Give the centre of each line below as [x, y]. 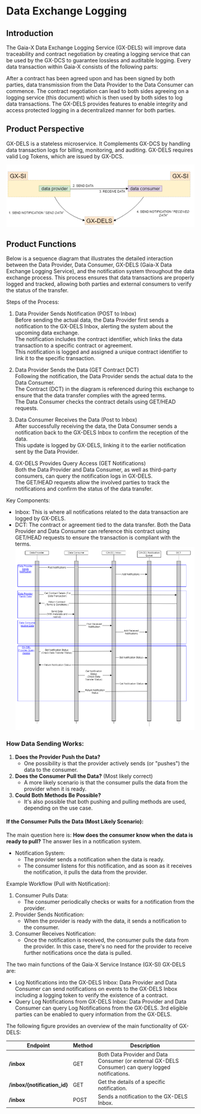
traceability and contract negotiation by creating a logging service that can [98, 54]
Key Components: [28, 501]
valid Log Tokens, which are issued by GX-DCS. [65, 156]
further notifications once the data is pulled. [78, 953]
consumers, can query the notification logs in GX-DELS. [84, 476]
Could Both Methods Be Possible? [58, 795]
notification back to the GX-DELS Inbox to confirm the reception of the [101, 433]
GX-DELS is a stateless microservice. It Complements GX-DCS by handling [98, 143]
